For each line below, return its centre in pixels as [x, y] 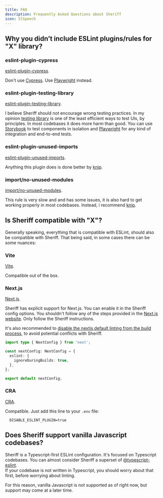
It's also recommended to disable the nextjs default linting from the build [78, 328]
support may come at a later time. [39, 490]
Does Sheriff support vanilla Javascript [66, 435]
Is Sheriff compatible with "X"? [54, 220]
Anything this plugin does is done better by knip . [54, 167]
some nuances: [21, 243]
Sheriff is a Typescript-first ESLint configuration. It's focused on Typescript [81, 454]
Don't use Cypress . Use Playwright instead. [49, 80]
